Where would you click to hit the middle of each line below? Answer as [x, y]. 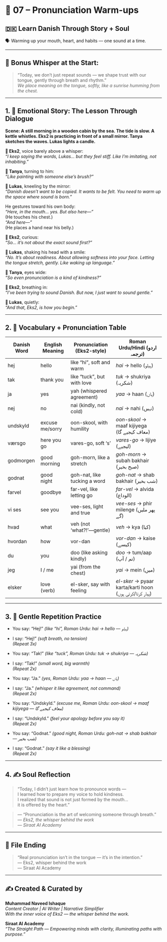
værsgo [17, 443]
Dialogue [19, 119]
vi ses [14, 510]
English [53, 345]
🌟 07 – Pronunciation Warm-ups [72, 10]
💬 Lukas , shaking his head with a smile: [45, 252]
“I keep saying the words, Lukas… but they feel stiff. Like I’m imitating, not [81, 156]
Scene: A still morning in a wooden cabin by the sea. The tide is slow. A [80, 131]
